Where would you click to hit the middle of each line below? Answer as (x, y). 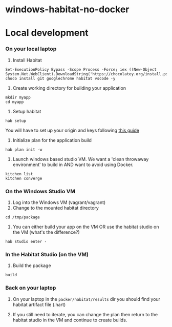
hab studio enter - (26, 241)
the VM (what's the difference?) (46, 232)
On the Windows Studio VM (40, 191)
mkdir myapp (18, 97)
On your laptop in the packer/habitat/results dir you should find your (86, 299)
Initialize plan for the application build (52, 140)
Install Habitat (27, 60)
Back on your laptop (31, 288)
